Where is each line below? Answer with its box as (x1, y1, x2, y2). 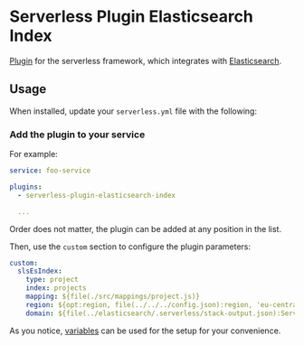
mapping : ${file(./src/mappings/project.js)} (25, 292, 201, 302)
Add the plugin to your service (9, 128, 146, 141)
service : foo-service (9, 166, 91, 175)
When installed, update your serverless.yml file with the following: (9, 106, 258, 117)
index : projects (25, 284, 88, 293)
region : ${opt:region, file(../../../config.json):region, (25, 300, 253, 309)
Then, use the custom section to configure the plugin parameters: (9, 241, 252, 252)
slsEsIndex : (17, 266, 63, 276)
